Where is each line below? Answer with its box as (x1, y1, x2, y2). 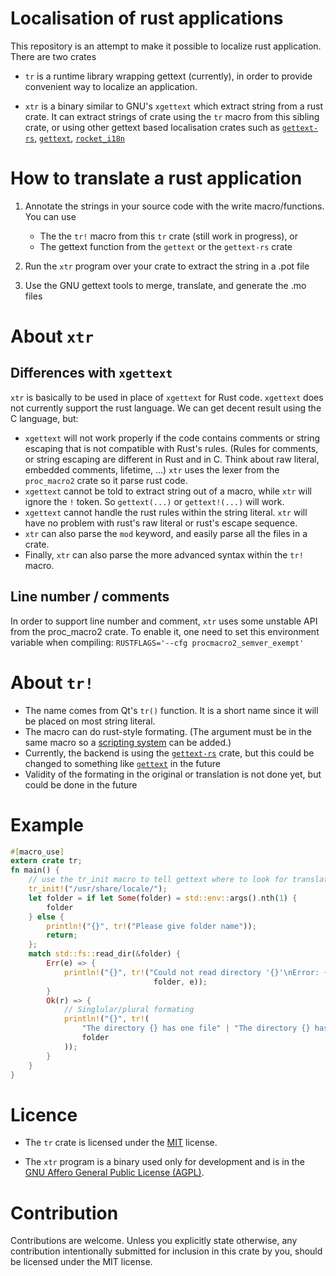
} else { (28, 912, 65, 922)
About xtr (10, 325, 95, 348)
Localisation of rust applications (10, 7, 284, 30)
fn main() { (10, 865, 60, 876)
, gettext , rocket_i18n (34, 132, 125, 144)
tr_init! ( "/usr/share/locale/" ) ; (28, 884, 168, 894)
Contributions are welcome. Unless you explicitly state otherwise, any (10, 1235, 298, 1247)
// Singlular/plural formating (63, 1005, 195, 1015)
